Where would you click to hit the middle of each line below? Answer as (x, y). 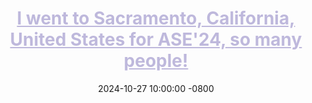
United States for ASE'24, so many (156, 39)
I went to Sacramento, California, (156, 18)
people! (156, 61)
